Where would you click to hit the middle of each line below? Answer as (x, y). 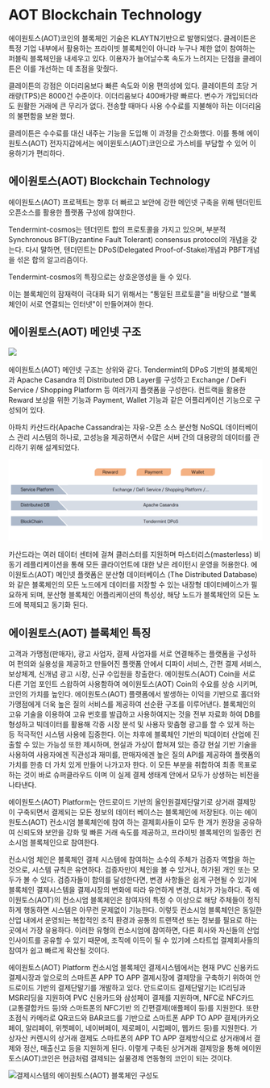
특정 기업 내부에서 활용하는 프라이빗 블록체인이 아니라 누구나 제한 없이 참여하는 (132, 48)
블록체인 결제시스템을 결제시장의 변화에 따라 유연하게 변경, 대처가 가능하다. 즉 (130, 890)
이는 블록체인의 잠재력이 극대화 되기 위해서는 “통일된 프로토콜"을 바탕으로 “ (126, 294)
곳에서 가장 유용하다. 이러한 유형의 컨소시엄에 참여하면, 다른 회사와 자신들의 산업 (134, 931)
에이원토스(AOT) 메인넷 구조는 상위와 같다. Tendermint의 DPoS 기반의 (119, 370)
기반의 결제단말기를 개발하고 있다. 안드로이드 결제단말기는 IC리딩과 (141, 988)
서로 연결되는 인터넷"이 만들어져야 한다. (91, 303)
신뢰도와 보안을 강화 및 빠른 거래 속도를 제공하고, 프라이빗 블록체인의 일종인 (135, 832)
